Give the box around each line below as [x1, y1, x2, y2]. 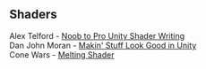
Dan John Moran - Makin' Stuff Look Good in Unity [9, 40, 197, 50]
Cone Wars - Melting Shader [9, 49, 115, 60]
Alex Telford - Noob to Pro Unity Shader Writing [9, 30, 185, 41]
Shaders [9, 7, 58, 22]
